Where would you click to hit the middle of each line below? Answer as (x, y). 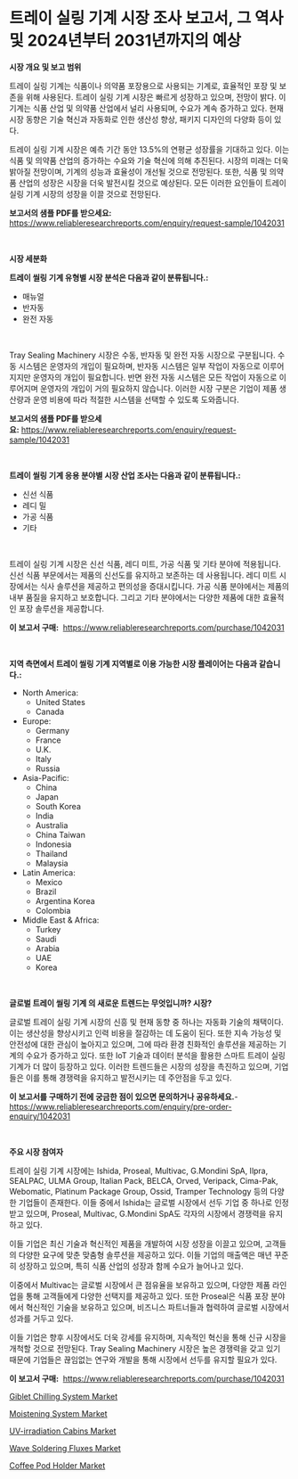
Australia (52, 825)
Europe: (36, 721)
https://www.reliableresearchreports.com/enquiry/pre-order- (121, 1106)
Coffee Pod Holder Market (57, 1465)
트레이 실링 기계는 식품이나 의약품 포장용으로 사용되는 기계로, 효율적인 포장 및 (143, 86)
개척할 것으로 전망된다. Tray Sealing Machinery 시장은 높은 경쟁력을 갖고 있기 (145, 1348)
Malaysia (52, 863)
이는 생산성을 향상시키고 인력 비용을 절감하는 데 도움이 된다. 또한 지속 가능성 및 (145, 1033)
